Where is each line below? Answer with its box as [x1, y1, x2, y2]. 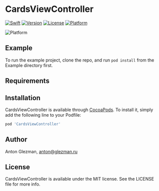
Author [5, 135, 27, 144]
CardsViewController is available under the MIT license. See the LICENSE [5, 176, 155, 182]
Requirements [5, 77, 50, 85]
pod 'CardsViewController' [5, 122, 61, 127]
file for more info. [5, 181, 41, 187]
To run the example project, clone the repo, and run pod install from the [5, 57, 155, 63]
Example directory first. [5, 62, 53, 68]
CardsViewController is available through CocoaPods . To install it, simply [5, 107, 154, 113]
